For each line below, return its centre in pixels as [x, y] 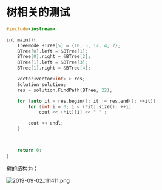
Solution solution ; [42, 84]
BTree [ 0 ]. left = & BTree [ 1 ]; [52, 51]
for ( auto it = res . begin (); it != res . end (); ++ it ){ [86, 101]
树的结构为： [22, 168]
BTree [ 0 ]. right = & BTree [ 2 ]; [54, 57]
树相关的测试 [39, 12]
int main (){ [21, 40]
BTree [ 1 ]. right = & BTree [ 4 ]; [54, 68]
